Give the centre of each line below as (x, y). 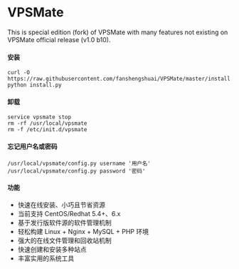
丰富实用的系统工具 (46, 258)
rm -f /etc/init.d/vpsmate (47, 130)
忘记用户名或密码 (32, 146)
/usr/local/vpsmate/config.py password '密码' (76, 171)
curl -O (19, 73)
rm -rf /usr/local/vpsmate (47, 123)
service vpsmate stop (39, 117)
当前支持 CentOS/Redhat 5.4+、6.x (69, 213)
